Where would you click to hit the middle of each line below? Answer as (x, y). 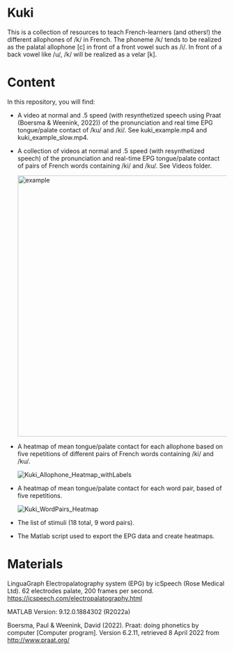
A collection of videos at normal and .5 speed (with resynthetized (111, 150)
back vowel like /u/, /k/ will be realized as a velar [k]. (82, 54)
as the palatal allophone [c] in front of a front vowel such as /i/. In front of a (115, 47)
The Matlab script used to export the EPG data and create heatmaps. (116, 536)
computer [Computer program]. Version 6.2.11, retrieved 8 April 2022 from (113, 632)
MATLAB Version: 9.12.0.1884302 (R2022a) (69, 611)
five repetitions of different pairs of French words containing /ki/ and (115, 453)
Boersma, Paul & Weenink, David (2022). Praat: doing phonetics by (103, 625)
